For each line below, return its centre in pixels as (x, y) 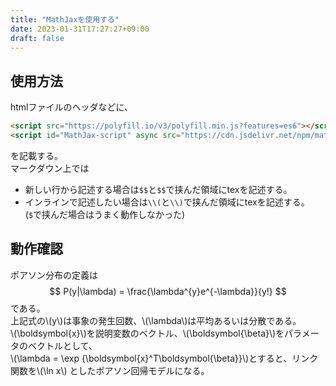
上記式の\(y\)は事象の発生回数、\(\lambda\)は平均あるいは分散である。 (156, 320)
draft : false (37, 38)
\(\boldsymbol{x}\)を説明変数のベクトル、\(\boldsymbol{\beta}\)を (147, 333)
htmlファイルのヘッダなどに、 (72, 107)
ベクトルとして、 (62, 345)
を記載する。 (36, 155)
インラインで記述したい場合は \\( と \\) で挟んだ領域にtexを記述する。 (167, 202)
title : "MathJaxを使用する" (65, 19)
